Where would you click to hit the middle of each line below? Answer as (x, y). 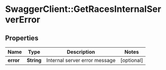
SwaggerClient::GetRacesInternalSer (83, 9)
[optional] (132, 60)
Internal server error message (81, 60)
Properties (22, 38)
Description (81, 52)
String (34, 60)
